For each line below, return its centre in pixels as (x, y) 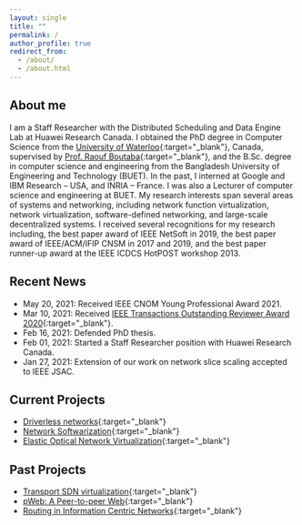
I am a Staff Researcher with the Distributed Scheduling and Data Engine (145, 127)
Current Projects (57, 400)
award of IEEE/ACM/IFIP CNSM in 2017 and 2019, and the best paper (138, 243)
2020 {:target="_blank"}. (68, 323)
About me (38, 106)
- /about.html (44, 69)
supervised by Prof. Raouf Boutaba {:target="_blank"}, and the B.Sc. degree (151, 156)
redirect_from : (38, 52)
